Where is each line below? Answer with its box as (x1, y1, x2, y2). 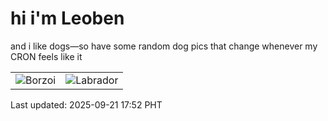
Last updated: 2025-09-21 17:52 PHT (10, 98, 163, 111)
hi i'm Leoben (10, 7, 125, 30)
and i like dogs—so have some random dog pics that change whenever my (10, 40, 318, 52)
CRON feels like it (10, 50, 83, 62)
